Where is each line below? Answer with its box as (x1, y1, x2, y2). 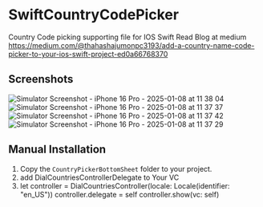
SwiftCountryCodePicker (8, 6, 179, 24)
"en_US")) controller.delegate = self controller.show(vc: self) (19, 189, 220, 199)
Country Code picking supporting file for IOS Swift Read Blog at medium (8, 32, 247, 42)
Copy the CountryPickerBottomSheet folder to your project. (19, 164, 212, 173)
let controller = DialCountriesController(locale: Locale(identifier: (19, 181, 230, 190)
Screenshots (8, 72, 74, 86)
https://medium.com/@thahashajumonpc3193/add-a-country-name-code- (8, 40, 255, 50)
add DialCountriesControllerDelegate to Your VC (19, 172, 180, 182)
